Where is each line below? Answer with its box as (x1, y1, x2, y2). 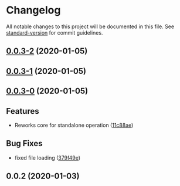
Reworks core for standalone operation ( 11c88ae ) (14, 121, 134, 128)
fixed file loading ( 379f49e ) (14, 154, 81, 161)
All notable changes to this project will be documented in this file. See (6, 23, 175, 30)
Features (6, 106, 39, 116)
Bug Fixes (6, 138, 43, 148)
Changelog (6, 4, 61, 17)
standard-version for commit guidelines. (6, 29, 103, 36)
